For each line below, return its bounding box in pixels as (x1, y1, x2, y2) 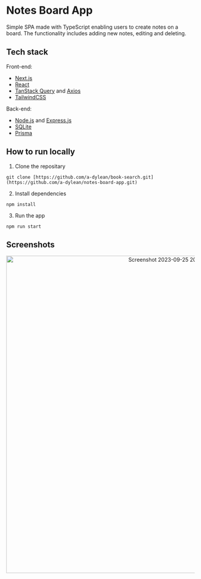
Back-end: (6, 105, 32, 112)
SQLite (14, 123, 32, 130)
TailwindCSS (14, 93, 47, 100)
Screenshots (6, 240, 55, 250)
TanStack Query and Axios (14, 87, 81, 94)
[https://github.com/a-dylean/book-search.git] (32, 174, 154, 180)
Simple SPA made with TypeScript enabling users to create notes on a (6, 23, 178, 30)
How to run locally (6, 147, 75, 157)
